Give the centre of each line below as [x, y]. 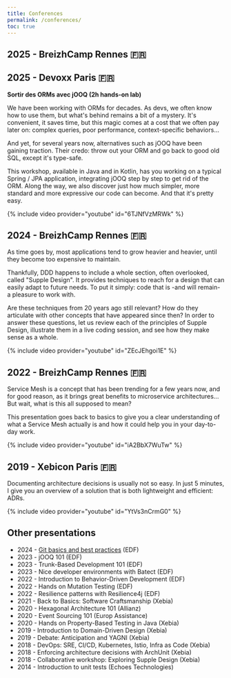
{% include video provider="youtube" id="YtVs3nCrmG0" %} [94, 512]
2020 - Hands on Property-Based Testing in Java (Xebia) [98, 623]
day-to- [205, 424]
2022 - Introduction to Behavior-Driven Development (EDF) [101, 579]
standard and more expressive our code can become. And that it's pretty [110, 193]
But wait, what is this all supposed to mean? [70, 403]
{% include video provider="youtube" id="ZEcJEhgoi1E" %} [92, 351]
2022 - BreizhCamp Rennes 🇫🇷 [77, 372]
